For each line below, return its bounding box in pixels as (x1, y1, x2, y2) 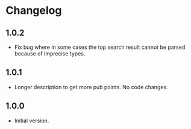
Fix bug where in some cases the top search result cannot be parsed (14, 43, 186, 51)
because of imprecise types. (14, 50, 86, 57)
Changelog (5, 4, 62, 17)
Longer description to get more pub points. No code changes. (14, 83, 168, 90)
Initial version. (14, 117, 49, 124)
